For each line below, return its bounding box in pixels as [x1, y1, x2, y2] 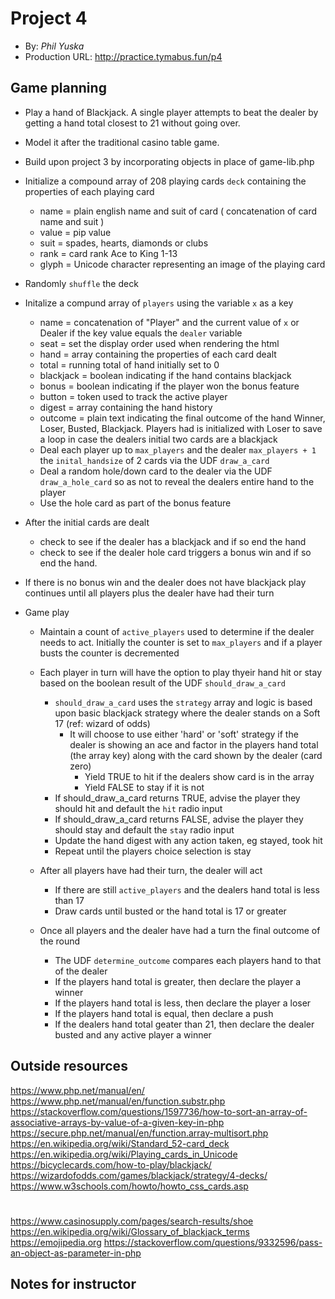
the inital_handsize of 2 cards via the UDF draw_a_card [39, 454, 270, 466]
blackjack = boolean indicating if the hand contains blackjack [39, 369, 292, 381]
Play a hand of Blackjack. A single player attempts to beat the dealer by [24, 106, 319, 118]
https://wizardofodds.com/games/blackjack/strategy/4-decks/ [10, 1169, 268, 1181]
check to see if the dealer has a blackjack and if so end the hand [39, 535, 307, 547]
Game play [24, 606, 70, 618]
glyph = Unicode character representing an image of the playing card [39, 258, 326, 270]
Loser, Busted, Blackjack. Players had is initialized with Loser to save [39, 422, 323, 434]
